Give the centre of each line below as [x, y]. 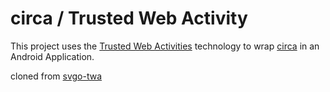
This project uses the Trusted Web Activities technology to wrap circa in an [165, 46]
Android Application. [52, 56]
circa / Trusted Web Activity [129, 18]
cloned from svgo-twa [56, 76]
